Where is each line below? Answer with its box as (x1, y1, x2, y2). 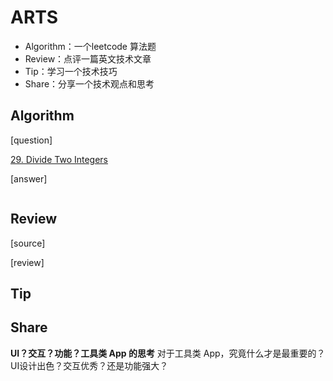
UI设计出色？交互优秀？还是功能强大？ (10, 359, 169, 371)
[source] (10, 237, 46, 249)
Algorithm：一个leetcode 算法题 (24, 40, 157, 52)
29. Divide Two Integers (10, 153, 109, 165)
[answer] (10, 172, 48, 185)
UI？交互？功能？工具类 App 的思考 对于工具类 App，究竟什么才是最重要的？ (10, 347, 326, 359)
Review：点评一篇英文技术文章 (24, 52, 152, 65)
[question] (10, 134, 53, 146)
